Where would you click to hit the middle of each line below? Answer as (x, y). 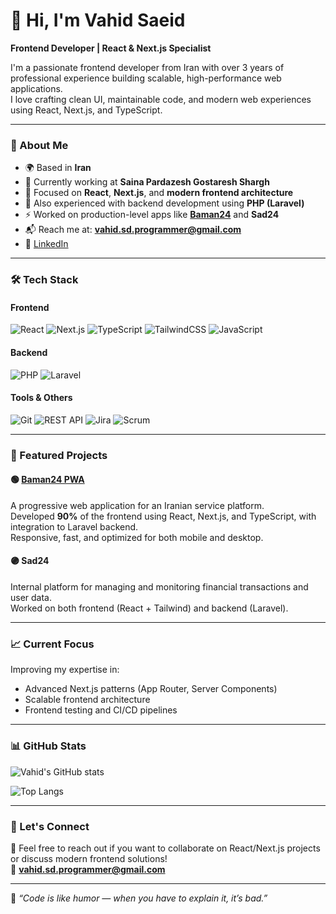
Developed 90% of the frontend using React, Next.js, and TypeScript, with (163, 516)
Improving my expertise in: (65, 670)
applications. (36, 88)
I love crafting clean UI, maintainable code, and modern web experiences (161, 99)
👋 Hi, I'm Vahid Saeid (98, 20)
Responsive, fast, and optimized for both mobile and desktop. (137, 537)
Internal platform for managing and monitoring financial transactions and (159, 587)
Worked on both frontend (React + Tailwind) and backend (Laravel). (149, 608)
